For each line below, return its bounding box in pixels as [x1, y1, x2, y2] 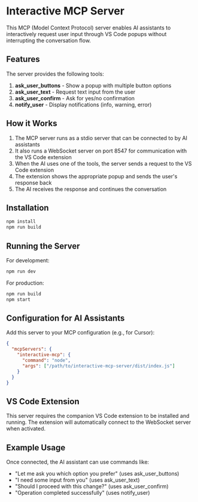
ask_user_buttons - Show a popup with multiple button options [14, 82, 172, 89]
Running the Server [6, 241, 80, 251]
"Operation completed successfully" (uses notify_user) [14, 489, 151, 496]
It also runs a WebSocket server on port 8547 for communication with [14, 147, 187, 154]
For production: [6, 279, 44, 286]
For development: [6, 256, 50, 264]
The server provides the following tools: [6, 70, 105, 77]
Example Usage [6, 443, 66, 453]
